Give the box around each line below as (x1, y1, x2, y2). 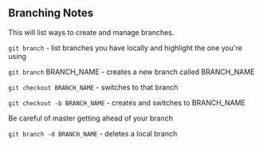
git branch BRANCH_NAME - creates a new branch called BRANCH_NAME (8, 67, 255, 77)
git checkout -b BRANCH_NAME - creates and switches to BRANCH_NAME (8, 97, 245, 107)
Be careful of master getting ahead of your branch (8, 113, 174, 123)
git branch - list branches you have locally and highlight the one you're (8, 43, 243, 53)
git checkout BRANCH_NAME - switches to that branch (8, 82, 179, 92)
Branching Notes (8, 6, 94, 20)
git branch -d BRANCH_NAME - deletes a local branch (8, 128, 178, 138)
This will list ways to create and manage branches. (8, 27, 175, 37)
